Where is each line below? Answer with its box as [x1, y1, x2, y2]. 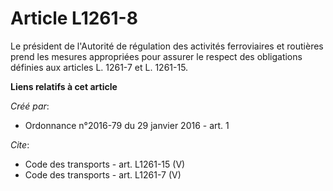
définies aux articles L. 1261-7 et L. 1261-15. [10, 61, 189, 73]
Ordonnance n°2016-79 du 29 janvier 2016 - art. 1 [24, 119, 230, 131]
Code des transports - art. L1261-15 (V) [24, 158, 186, 170]
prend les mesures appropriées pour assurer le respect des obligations [10, 50, 303, 62]
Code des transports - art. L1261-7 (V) [24, 168, 182, 181]
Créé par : [10, 100, 50, 112]
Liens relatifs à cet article [10, 80, 118, 92]
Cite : [10, 138, 30, 151]
